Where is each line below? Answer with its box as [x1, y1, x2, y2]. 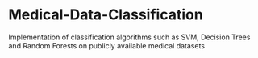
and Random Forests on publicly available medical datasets [8, 40, 206, 50]
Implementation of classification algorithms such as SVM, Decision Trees [8, 32, 251, 42]
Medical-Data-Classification [8, 6, 203, 24]
